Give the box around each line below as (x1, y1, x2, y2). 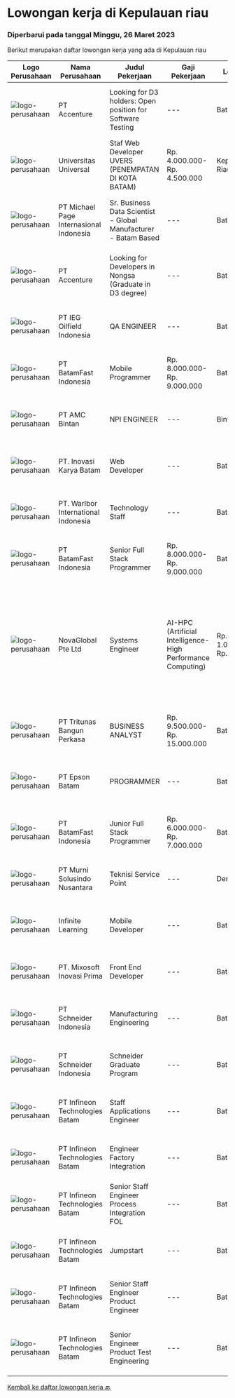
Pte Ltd (58, 644, 82, 654)
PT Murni (58, 865, 89, 875)
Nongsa (109, 271, 136, 281)
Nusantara (58, 882, 93, 892)
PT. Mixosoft (58, 962, 100, 972)
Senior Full (109, 545, 145, 555)
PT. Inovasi (58, 457, 95, 466)
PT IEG (58, 313, 81, 323)
